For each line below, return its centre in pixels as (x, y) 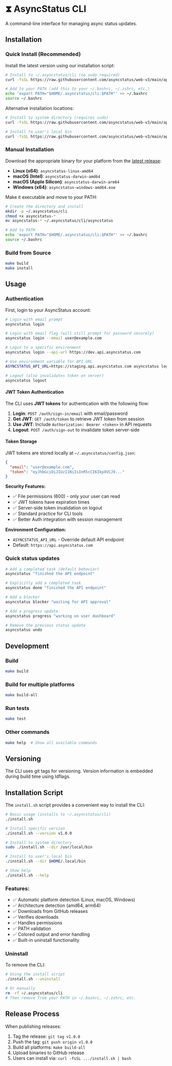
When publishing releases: (33, 1026)
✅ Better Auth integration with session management (67, 520)
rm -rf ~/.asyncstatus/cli (34, 993)
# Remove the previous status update (46, 625)
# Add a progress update (32, 611)
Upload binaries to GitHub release (48, 1053)
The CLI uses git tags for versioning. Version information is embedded (79, 771)
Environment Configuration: (36, 530)
